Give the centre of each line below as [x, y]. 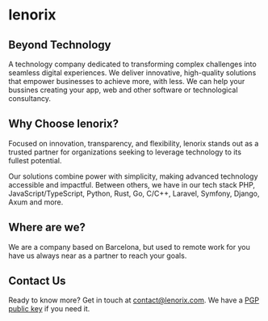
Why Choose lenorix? [64, 124]
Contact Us [37, 281]
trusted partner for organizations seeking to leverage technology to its [125, 152]
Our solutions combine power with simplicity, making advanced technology [133, 176]
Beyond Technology [60, 45]
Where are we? [47, 228]
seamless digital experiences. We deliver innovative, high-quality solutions [132, 73]
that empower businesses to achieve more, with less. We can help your [127, 81]
